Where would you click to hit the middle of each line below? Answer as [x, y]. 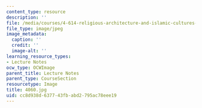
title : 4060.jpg [26, 90]
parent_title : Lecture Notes [43, 73]
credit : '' [25, 46]
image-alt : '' [29, 51]
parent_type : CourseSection [41, 79]
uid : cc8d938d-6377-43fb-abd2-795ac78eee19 [62, 95]
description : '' [26, 17]
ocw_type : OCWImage [31, 67]
